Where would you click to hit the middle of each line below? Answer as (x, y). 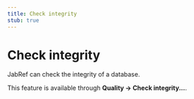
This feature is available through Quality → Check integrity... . (97, 88)
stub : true (23, 20)
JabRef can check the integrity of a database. (74, 74)
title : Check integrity (42, 14)
